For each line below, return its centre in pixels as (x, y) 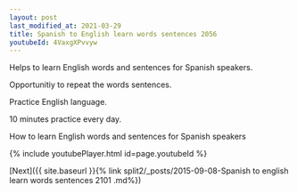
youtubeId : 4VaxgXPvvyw (54, 42)
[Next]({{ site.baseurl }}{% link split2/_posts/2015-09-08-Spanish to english (149, 171)
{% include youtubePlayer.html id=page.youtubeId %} (108, 154)
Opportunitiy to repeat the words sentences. (91, 84)
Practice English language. (58, 102)
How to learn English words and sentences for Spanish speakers (128, 137)
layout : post (33, 17)
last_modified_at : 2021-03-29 (66, 26)
